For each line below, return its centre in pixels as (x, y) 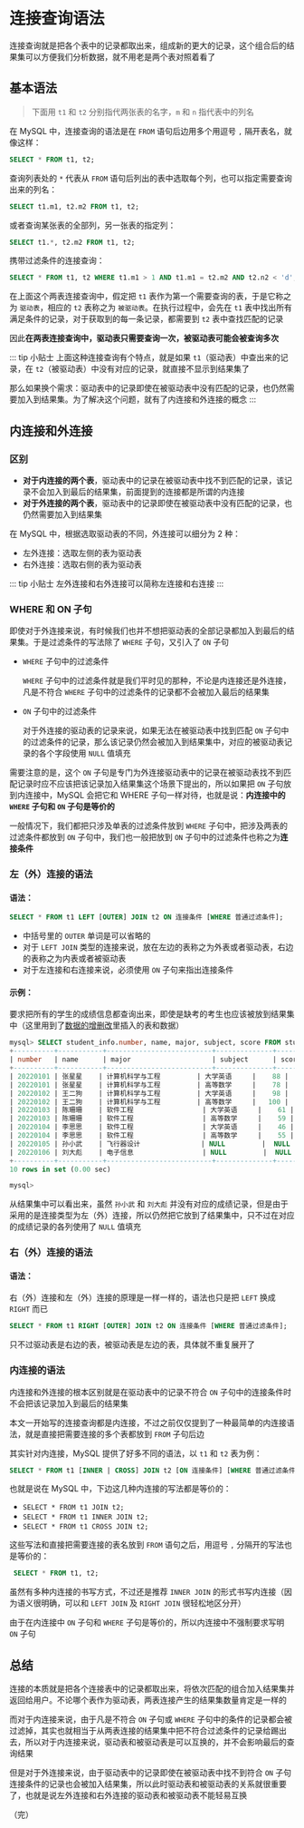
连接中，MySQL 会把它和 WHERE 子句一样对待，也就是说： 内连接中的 (156, 796)
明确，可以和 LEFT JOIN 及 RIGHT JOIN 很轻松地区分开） (143, 1603)
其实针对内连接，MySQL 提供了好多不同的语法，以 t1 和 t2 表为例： (136, 1453)
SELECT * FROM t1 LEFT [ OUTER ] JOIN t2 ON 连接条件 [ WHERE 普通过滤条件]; (147, 917)
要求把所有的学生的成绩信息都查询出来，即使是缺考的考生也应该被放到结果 (148, 1014)
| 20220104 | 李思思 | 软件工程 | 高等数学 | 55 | (152, 1136)
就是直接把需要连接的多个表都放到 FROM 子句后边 (115, 1433)
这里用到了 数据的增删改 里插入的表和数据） (104, 1025)
